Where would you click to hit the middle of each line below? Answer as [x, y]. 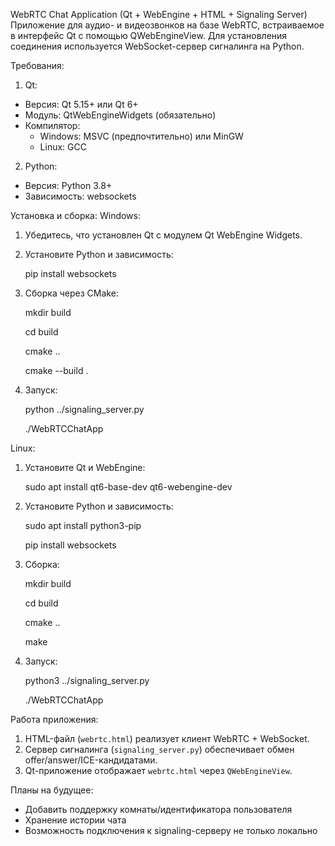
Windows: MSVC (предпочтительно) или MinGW [141, 136]
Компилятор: [52, 125]
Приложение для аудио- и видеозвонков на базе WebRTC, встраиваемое [167, 25]
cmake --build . [56, 370]
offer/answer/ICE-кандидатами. [91, 760]
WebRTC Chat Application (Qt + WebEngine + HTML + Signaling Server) [159, 14]
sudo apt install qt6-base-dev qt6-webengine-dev [128, 487]
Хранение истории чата [75, 820]
